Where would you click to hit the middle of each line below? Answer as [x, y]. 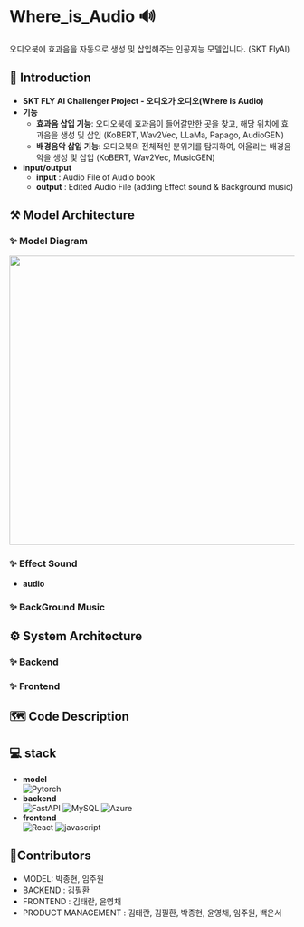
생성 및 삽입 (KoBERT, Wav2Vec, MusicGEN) [134, 157]
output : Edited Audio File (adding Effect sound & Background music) [165, 186]
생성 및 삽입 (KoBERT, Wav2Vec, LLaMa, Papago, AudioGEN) [172, 135]
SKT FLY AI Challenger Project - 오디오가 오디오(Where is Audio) [143, 100]
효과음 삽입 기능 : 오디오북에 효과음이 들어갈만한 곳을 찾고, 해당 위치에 [157, 123]
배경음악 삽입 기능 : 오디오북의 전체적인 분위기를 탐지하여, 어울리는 [152, 146]
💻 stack [33, 753]
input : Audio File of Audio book [95, 177]
